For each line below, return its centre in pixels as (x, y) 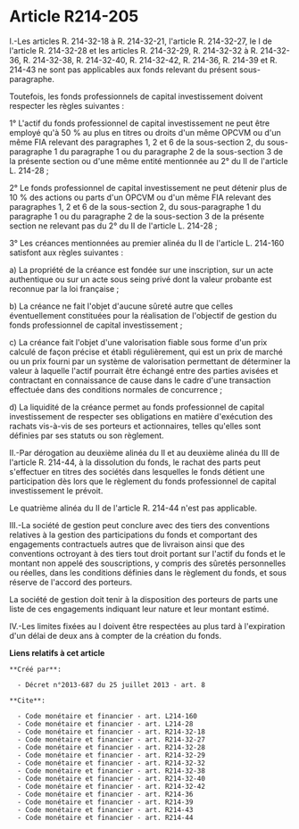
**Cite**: (28, 701)
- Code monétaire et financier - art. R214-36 (105, 794)
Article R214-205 (74, 17)
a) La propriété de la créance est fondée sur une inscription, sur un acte (141, 269)
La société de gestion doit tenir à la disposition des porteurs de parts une (144, 599)
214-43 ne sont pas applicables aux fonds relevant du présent (124, 70)
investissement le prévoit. (56, 490)
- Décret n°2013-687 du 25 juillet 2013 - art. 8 (111, 684)
